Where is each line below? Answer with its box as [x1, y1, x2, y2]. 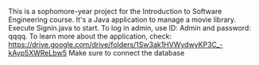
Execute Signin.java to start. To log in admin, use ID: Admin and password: [8, 23, 252, 32]
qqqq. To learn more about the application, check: [8, 31, 172, 41]
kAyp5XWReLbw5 [8, 49, 68, 57]
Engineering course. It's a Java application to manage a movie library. [8, 15, 237, 24]
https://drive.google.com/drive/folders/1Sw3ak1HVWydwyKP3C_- [8, 40, 224, 49]
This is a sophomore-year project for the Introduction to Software [8, 7, 222, 16]
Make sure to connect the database [68, 49, 185, 57]
